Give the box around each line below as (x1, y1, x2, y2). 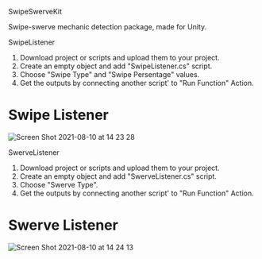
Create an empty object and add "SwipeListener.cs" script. (19, 61, 213, 71)
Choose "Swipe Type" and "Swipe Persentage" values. (19, 70, 200, 79)
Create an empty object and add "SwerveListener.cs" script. (19, 171, 217, 181)
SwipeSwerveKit (8, 7, 62, 16)
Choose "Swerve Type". (19, 180, 98, 189)
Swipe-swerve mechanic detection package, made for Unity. (8, 22, 207, 31)
